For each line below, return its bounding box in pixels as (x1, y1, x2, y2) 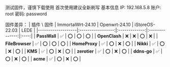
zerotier (77, 48, 94, 54)
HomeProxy (72, 41, 98, 47)
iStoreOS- (134, 22, 156, 27)
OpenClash (97, 33, 122, 39)
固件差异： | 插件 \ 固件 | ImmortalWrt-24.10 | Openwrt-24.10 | (5, 22, 133, 27)
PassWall (36, 33, 57, 39)
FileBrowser (5, 41, 31, 47)
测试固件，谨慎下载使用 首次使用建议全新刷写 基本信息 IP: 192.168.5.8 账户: (5, 5, 161, 10)
